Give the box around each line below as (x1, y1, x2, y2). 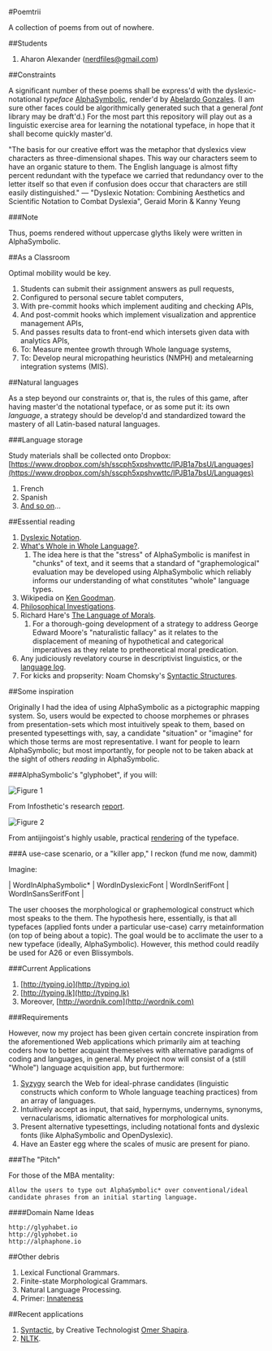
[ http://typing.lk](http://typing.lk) (19, 988, 130, 997)
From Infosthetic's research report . (8, 801, 125, 811)
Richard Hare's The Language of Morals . (19, 610, 157, 620)
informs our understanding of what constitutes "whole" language (32, 576, 250, 585)
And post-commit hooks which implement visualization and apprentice (19, 310, 257, 320)
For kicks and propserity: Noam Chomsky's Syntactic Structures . (19, 671, 238, 680)
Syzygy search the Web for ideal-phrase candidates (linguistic (19, 1079, 230, 1088)
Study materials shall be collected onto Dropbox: (8, 451, 171, 460)
